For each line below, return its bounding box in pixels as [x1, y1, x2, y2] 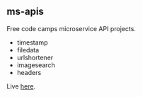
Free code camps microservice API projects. [6, 24, 136, 33]
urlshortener [16, 53, 54, 62]
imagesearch [16, 60, 55, 69]
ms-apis [6, 6, 44, 18]
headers [16, 68, 42, 76]
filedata [16, 45, 40, 54]
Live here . [6, 81, 36, 91]
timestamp [16, 38, 48, 47]
